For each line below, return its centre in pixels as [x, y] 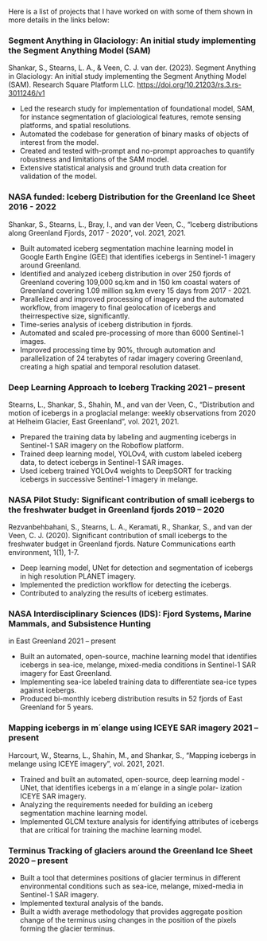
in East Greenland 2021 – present [62, 641]
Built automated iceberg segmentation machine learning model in [126, 248]
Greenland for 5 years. [56, 707]
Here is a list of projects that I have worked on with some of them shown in [130, 12]
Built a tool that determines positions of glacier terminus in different [130, 878]
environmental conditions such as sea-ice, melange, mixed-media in [132, 886]
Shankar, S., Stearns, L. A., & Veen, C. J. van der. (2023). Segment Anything [132, 68]
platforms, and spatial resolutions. [75, 126]
